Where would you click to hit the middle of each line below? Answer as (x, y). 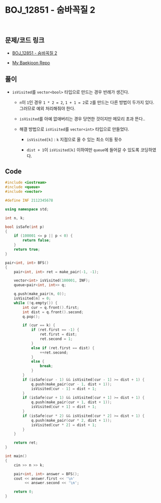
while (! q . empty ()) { (36, 303)
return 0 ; (24, 492)
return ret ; (26, 443)
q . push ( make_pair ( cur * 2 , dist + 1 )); (71, 420)
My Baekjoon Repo (31, 63)
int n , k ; (15, 218)
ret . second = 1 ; (56, 339)
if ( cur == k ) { (39, 325)
